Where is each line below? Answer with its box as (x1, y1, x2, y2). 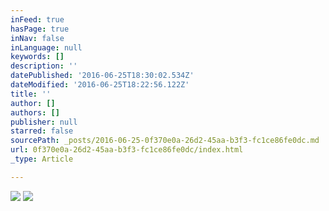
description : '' (10, 61, 78, 71)
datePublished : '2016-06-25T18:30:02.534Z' (10, 71, 195, 81)
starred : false (10, 126, 74, 136)
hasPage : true (10, 24, 70, 34)
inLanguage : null (10, 42, 83, 53)
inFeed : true (10, 14, 65, 25)
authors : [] (10, 107, 60, 118)
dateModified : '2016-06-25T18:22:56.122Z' (10, 80, 190, 90)
